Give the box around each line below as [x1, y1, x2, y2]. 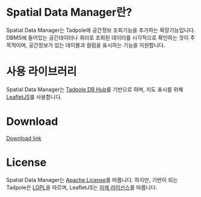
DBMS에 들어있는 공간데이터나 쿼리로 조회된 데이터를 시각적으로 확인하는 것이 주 [6, 34, 196, 41]
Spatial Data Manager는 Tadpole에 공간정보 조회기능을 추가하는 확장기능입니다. [6, 26, 196, 34]
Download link [6, 135, 42, 142]
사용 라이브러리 [6, 65, 77, 79]
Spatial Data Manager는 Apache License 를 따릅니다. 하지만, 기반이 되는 [6, 176, 178, 183]
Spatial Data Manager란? [6, 5, 132, 19]
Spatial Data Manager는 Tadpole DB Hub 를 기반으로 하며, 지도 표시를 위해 [6, 85, 184, 93]
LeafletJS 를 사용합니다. [6, 93, 62, 100]
